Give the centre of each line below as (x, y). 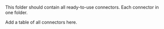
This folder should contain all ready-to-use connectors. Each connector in (82, 7)
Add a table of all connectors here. (41, 22)
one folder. (16, 12)
